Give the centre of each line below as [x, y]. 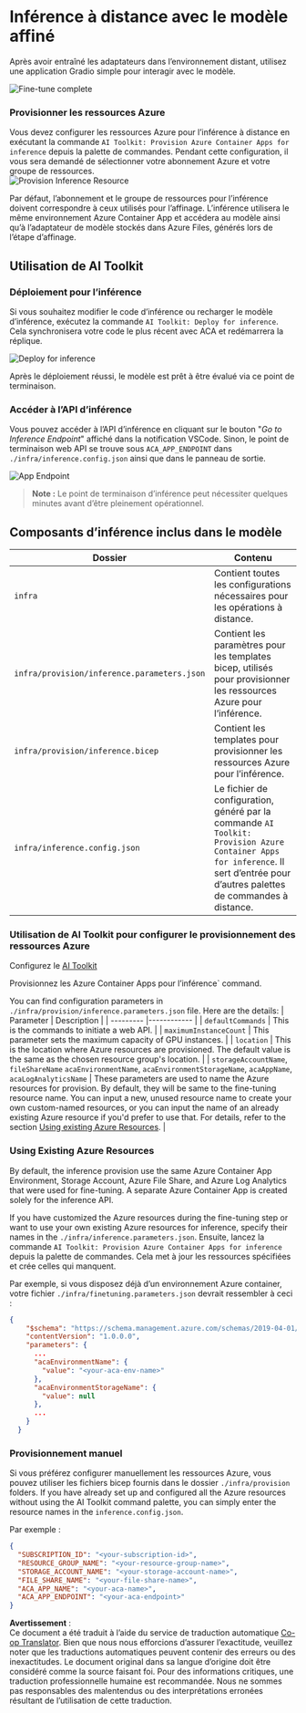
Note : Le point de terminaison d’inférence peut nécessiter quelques [160, 493]
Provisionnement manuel [66, 1453]
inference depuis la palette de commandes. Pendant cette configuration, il [149, 151]
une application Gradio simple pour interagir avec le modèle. [122, 71]
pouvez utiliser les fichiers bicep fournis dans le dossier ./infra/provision [150, 1483]
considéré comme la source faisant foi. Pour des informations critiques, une [152, 1672]
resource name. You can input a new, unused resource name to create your [151, 1098]
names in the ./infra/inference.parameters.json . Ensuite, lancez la [137, 1237]
